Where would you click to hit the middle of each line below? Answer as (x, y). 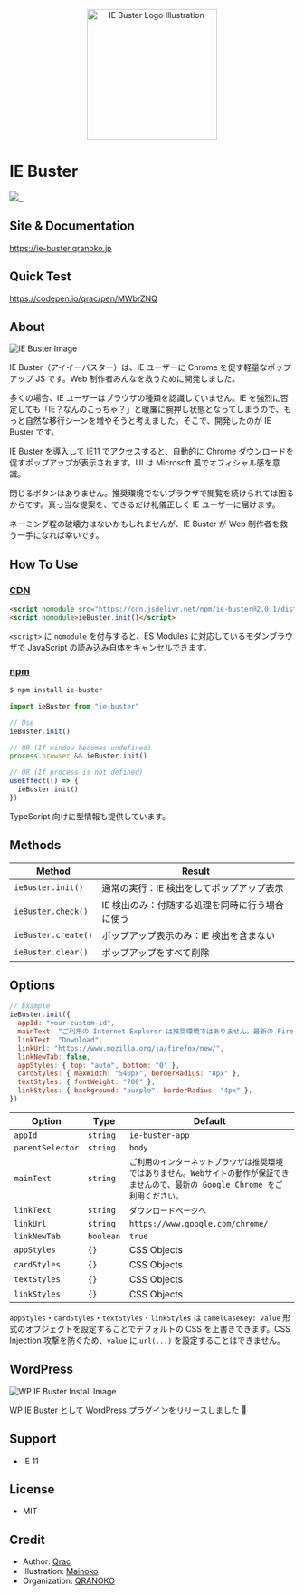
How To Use (44, 564)
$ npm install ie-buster (56, 690)
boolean (104, 1236)
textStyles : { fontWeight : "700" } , (86, 1082)
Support (33, 1439)
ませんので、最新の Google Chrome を (202, 1184)
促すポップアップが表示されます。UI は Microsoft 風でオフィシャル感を (141, 463)
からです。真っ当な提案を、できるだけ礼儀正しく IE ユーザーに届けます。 (145, 504)
